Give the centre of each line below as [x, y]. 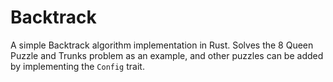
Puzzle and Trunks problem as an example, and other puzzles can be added [167, 55]
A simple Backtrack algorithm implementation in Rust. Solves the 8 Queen [162, 45]
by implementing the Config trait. [77, 66]
